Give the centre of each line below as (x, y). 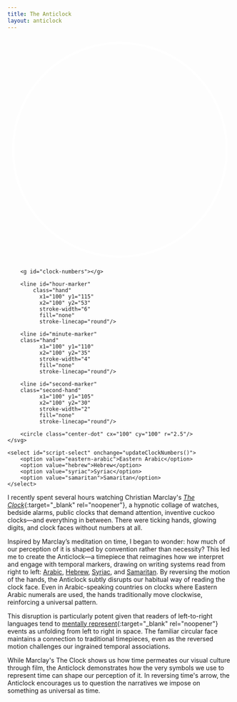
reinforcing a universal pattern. (53, 602)
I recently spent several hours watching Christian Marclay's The (101, 497)
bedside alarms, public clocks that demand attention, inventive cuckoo (111, 512)
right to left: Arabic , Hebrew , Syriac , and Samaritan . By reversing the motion (119, 571)
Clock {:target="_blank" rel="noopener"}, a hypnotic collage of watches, (113, 505)
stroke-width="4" (65, 359)
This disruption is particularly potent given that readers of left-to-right (110, 616)
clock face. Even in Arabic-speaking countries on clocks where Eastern (112, 587)
